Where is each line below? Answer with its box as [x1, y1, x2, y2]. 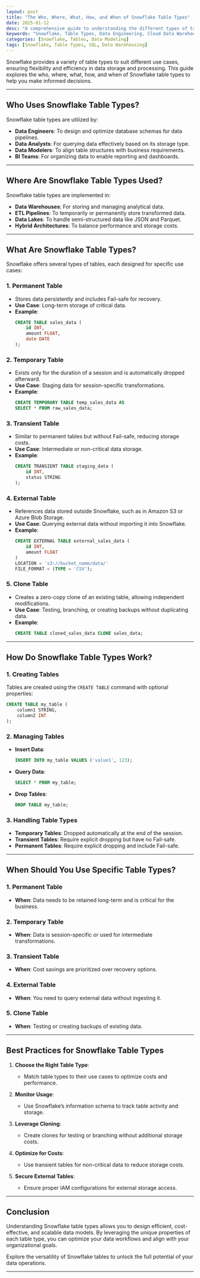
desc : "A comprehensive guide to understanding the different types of [6, 25, 187, 32]
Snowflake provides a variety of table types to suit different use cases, [6, 58, 180, 66]
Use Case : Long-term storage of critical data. [14, 301, 127, 308]
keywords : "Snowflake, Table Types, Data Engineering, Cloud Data [6, 31, 174, 37]
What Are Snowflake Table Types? [6, 245, 137, 255]
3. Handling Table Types [6, 816, 78, 824]
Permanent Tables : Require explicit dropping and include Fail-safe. [14, 842, 180, 849]
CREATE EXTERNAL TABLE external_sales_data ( [14, 538, 130, 544]
